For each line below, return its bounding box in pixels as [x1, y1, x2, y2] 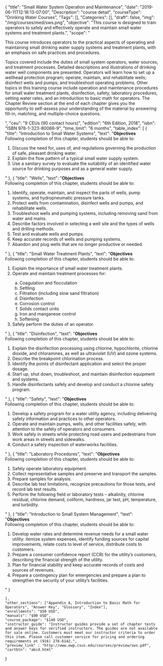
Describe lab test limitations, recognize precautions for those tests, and [12, 481, 156, 487]
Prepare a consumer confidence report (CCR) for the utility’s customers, [12, 552, 157, 557]
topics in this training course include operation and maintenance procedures [5, 85, 158, 90]
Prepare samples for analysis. [12, 476, 72, 482]
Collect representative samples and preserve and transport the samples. [12, 471, 157, 476]
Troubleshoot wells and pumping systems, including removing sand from [12, 210, 158, 216]
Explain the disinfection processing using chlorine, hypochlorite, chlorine [12, 345, 158, 351]
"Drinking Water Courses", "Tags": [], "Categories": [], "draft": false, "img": [5, 15, 155, 20]
